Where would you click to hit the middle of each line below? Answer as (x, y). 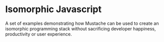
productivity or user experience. (39, 34)
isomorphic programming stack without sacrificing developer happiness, (81, 28)
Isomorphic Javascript (53, 9)
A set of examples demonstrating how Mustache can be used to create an (82, 23)
